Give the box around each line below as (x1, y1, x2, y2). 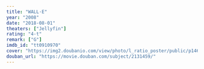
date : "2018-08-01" (6, 20, 56, 26)
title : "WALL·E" (6, 8, 47, 15)
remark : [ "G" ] (6, 37, 42, 43)
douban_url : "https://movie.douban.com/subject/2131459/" (6, 53, 156, 59)
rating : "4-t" (6, 31, 42, 37)
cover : (6, 48, 23, 54)
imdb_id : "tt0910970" (6, 43, 61, 49)
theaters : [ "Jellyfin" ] (6, 25, 67, 32)
